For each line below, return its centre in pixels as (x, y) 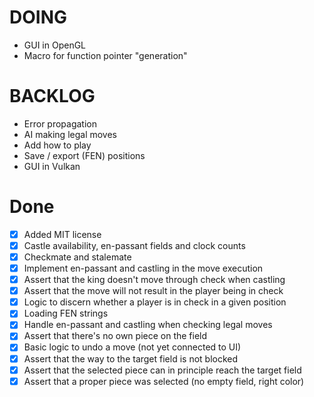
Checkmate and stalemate (77, 257)
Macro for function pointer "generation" (105, 55)
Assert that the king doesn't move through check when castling (154, 280)
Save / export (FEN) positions (84, 155)
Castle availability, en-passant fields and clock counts (134, 245)
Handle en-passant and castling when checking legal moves (148, 325)
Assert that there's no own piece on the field (115, 336)
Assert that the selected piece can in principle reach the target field (162, 370)
